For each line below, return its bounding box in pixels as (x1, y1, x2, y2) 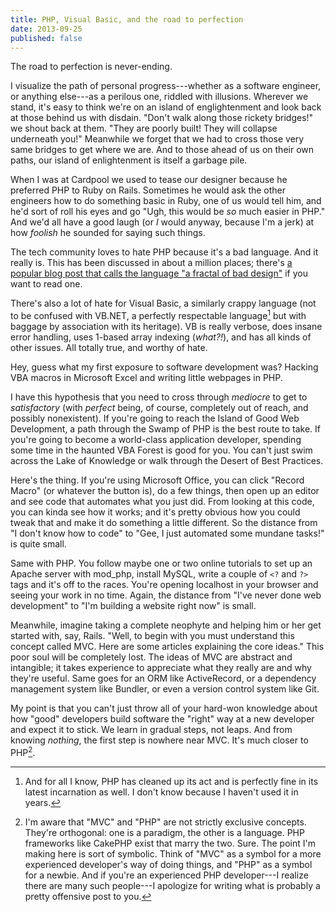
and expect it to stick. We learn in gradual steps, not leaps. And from (10, 724, 293, 736)
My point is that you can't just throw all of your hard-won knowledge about (10, 702, 318, 715)
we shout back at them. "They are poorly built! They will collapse (10, 122, 278, 135)
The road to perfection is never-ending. (10, 61, 173, 73)
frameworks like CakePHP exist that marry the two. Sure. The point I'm (24, 837, 316, 849)
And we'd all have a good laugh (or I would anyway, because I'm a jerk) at (10, 216, 315, 228)
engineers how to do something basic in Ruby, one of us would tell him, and (10, 195, 322, 207)
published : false (10, 33, 83, 43)
